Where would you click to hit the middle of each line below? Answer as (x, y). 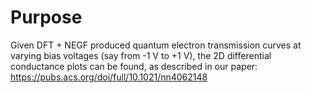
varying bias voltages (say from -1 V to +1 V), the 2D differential (141, 55)
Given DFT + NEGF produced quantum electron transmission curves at (156, 45)
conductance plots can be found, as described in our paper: (134, 66)
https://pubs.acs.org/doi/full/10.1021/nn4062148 (109, 77)
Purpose (46, 17)
